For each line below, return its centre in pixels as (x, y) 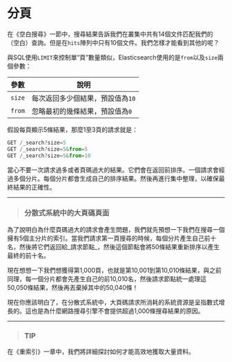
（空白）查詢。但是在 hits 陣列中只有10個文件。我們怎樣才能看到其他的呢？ (113, 42)
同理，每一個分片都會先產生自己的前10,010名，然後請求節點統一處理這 (107, 279)
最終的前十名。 (28, 255)
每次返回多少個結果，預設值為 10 (84, 98)
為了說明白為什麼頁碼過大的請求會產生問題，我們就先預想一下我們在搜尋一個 (116, 229)
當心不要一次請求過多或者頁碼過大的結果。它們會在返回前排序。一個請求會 (113, 170)
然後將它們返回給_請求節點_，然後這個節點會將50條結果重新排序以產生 (119, 246)
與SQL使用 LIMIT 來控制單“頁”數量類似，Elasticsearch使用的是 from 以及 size (112, 57)
